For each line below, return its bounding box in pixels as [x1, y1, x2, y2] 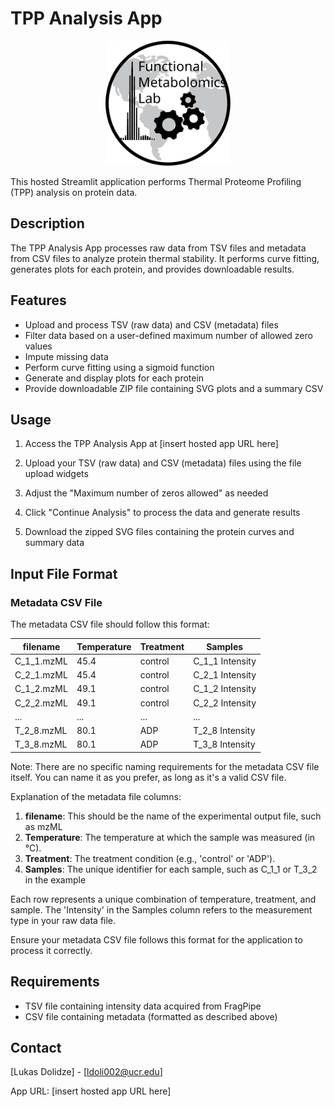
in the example [24, 873, 87, 886]
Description [10, 215, 85, 232]
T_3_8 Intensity [193, 738, 256, 751]
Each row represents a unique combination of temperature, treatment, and [10, 893, 317, 905]
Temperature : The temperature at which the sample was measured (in [24, 831, 316, 843]
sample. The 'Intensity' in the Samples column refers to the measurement [10, 903, 313, 916]
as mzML [24, 820, 63, 832]
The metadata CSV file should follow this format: [10, 618, 210, 631]
